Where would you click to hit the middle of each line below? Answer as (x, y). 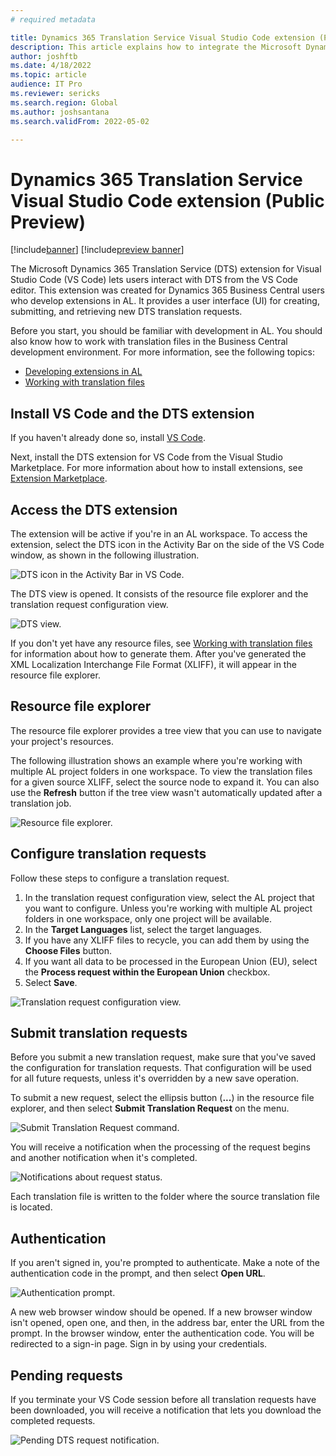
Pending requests (66, 1375)
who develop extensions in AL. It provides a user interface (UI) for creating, (165, 301)
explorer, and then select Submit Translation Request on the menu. (150, 1108)
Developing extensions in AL (83, 372)
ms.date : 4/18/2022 (51, 66)
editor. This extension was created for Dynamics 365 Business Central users (167, 290)
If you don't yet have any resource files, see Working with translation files (161, 643)
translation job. (41, 803)
